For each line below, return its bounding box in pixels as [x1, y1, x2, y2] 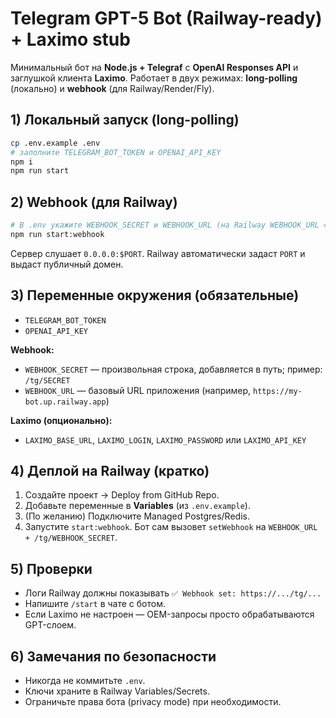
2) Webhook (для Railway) [10, 193, 178, 211]
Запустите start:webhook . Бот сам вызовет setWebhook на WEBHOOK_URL [24, 521, 318, 533]
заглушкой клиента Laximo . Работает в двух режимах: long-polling [10, 72, 298, 84]
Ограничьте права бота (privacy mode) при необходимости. [24, 696, 282, 708]
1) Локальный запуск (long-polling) [10, 112, 240, 129]
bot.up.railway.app [24, 397, 107, 407]
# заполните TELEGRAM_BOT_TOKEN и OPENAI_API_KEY [10, 147, 222, 157]
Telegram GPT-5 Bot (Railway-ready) [10, 7, 323, 30]
